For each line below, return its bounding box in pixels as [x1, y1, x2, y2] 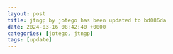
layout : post [7, 10, 46, 18]
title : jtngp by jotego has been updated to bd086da [7, 17, 167, 24]
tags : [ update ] [7, 36, 52, 43]
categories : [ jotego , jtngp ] [7, 29, 94, 37]
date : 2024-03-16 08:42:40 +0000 [7, 23, 106, 30]
